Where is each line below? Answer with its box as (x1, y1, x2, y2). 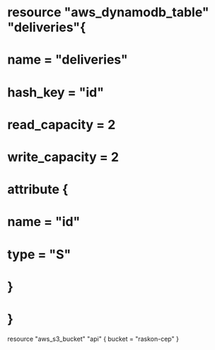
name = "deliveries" (7, 52, 129, 68)
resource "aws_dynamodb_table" (7, 4, 209, 21)
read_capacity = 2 (7, 116, 116, 132)
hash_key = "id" (7, 84, 105, 100)
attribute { (7, 181, 69, 198)
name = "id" (7, 214, 81, 230)
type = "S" (7, 246, 71, 262)
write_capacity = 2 (7, 149, 119, 165)
